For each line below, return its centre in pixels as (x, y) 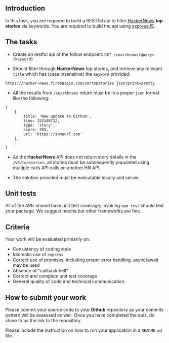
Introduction (25, 8)
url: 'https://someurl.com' (53, 134)
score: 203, (36, 130)
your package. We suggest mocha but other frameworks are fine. (73, 211)
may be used (26, 265)
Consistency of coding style (42, 249)
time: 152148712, (41, 121)
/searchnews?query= (134, 55)
